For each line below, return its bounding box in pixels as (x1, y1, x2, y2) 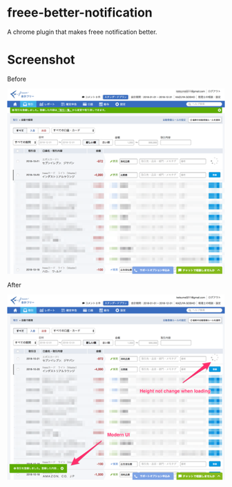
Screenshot (7, 52, 75, 68)
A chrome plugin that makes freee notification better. (7, 28, 157, 36)
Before (7, 75, 26, 83)
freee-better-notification (7, 5, 153, 21)
